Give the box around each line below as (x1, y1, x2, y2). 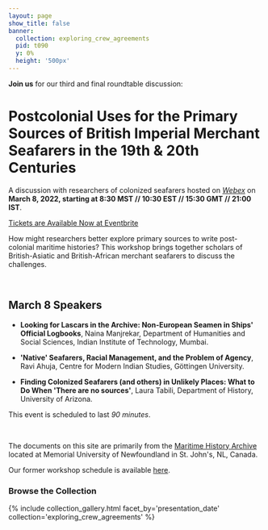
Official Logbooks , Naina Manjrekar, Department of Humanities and (19, 328, 246, 338)
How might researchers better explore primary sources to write (8, 233, 218, 243)
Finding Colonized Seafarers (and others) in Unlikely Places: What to (19, 377, 256, 386)
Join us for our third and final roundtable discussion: (8, 78, 183, 89)
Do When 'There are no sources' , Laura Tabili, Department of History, (19, 385, 254, 395)
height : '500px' (15, 57, 70, 65)
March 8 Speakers (8, 298, 103, 312)
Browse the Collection (8, 485, 97, 496)
